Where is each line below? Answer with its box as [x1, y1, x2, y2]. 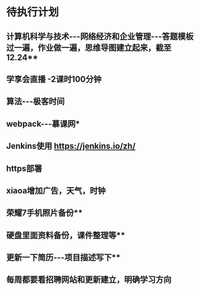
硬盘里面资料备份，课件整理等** [6, 230, 126, 240]
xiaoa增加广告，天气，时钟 [6, 186, 106, 196]
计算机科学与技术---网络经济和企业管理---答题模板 [6, 31, 193, 41]
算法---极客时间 [6, 97, 65, 107]
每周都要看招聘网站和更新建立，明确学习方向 [6, 274, 172, 285]
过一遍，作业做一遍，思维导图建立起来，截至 [6, 43, 172, 53]
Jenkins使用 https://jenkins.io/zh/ [6, 141, 136, 151]
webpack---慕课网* [6, 118, 80, 129]
